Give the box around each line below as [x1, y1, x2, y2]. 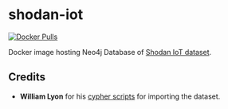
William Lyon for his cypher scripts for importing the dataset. [19, 91, 221, 101]
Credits [8, 70, 46, 84]
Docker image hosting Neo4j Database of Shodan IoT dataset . [8, 47, 212, 56]
